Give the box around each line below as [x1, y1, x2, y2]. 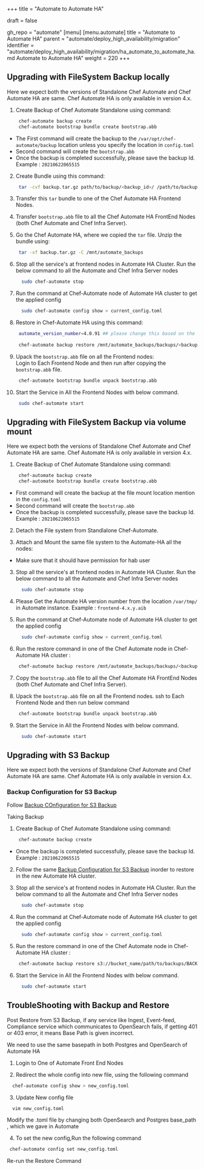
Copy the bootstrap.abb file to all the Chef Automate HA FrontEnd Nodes [15, 674, 197, 682]
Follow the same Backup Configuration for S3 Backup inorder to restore [15, 866, 194, 873]
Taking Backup [7, 813, 44, 821]
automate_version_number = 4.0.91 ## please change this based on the [18, 331, 196, 337]
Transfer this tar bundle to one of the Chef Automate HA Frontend [15, 195, 181, 202]
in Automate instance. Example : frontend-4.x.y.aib [15, 604, 146, 611]
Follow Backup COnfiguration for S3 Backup [7, 801, 117, 809]
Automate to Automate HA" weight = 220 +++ [16, 55, 130, 61]
